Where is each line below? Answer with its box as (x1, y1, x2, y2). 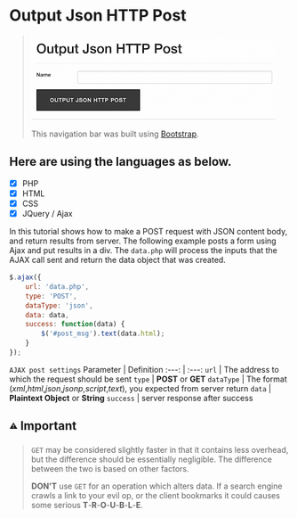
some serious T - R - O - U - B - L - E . (30, 499, 144, 510)
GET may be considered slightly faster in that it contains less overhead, (30, 444, 289, 455)
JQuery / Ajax (21, 208, 73, 218)
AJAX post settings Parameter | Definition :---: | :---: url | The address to (9, 364, 280, 374)
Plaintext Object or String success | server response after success (9, 392, 253, 403)
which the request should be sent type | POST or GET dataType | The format (9, 374, 287, 384)
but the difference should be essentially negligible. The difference (30, 454, 273, 465)
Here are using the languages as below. (9, 154, 232, 169)
